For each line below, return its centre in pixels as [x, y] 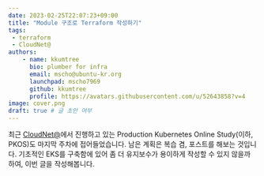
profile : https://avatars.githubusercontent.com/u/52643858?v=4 [137, 96]
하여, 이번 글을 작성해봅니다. [51, 164]
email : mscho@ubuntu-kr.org [75, 74]
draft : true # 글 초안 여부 [50, 111]
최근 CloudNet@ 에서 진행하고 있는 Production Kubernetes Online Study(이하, [131, 134]
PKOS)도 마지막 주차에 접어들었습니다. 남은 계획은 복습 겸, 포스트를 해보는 [122, 144]
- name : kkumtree [51, 60]
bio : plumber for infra [68, 67]
